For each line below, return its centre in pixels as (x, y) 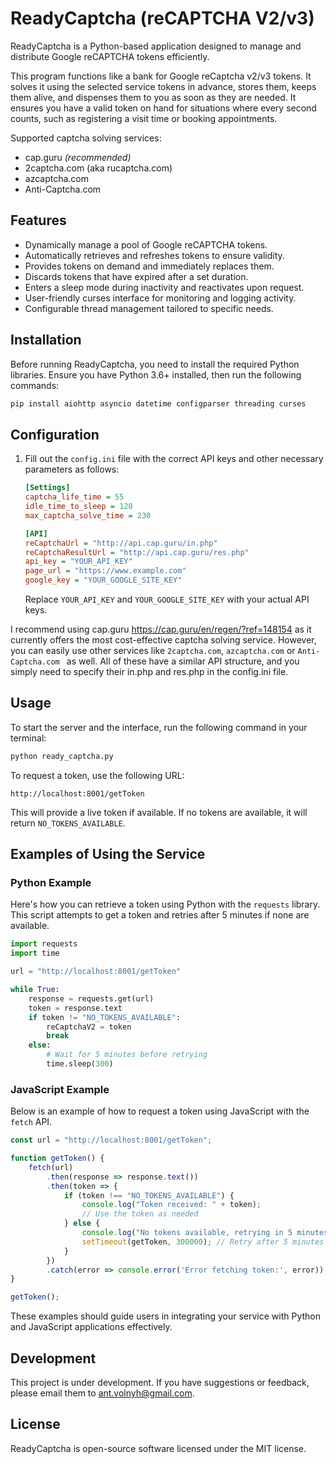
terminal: (28, 738)
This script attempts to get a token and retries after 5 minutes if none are (160, 915)
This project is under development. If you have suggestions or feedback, (160, 1382)
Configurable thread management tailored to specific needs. (149, 308)
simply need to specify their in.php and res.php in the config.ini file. (149, 671)
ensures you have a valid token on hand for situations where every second (163, 108)
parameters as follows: (72, 469)
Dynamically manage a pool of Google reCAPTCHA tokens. (146, 244)
